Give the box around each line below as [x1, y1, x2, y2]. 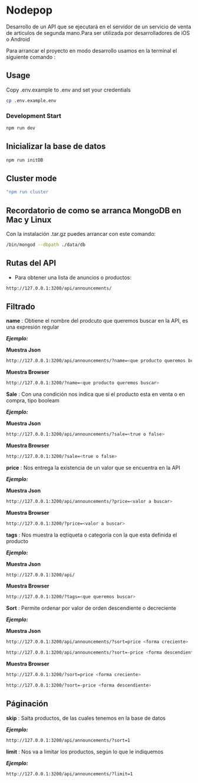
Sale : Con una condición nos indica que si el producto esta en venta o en [6, 391, 186, 398]
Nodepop [6, 4, 53, 17]
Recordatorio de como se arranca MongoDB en [6, 205, 181, 216]
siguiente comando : [6, 53, 56, 60]
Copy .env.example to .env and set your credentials [6, 86, 131, 93]
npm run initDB [6, 157, 44, 163]
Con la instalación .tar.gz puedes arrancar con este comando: [6, 230, 156, 237]
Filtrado [6, 301, 35, 311]
